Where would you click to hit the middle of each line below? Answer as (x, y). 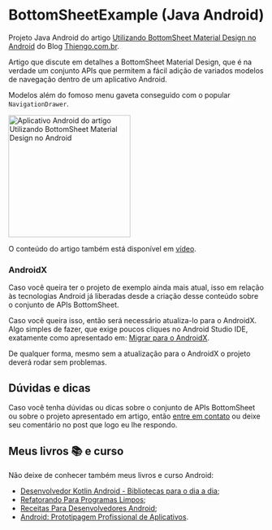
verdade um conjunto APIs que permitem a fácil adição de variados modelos (136, 70)
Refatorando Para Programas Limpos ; (83, 499)
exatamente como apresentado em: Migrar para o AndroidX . (109, 338)
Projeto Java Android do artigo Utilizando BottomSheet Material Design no (132, 37)
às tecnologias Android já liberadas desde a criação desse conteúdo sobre (134, 296)
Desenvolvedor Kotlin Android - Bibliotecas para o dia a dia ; (120, 491)
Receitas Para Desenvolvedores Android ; (89, 508)
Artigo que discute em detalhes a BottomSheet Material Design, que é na (130, 62)
